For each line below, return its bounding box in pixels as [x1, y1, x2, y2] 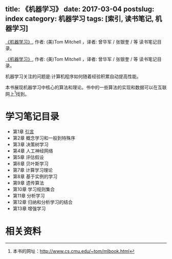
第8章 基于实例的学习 [12, 173, 58, 180]
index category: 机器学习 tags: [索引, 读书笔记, [5, 14, 154, 23]
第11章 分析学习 [12, 193, 45, 199]
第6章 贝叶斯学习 [12, 161, 49, 167]
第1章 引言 [12, 129, 34, 135]
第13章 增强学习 [12, 206, 46, 212]
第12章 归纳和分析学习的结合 [12, 199, 73, 205]
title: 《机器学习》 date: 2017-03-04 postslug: [5, 5, 155, 14]
